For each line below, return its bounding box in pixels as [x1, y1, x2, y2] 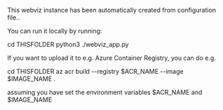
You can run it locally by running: [7, 27, 102, 35]
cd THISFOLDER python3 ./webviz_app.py [7, 40, 129, 48]
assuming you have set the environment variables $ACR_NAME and [7, 88, 203, 96]
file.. [7, 13, 20, 22]
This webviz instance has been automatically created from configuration [7, 6, 216, 14]
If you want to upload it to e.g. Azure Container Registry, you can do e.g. [7, 54, 216, 62]
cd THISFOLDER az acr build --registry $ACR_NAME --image [7, 68, 184, 75]
